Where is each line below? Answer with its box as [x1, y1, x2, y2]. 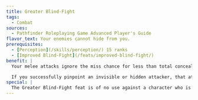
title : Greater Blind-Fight [6, 8, 75, 15]
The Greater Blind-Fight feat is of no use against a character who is [11, 85, 192, 91]
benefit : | [6, 58, 33, 64]
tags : [6, 14, 19, 20]
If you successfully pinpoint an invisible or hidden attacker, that [11, 74, 186, 80]
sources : [6, 25, 28, 31]
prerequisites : [6, 42, 44, 48]
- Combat [11, 19, 33, 25]
